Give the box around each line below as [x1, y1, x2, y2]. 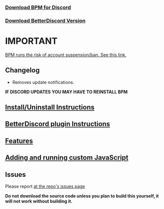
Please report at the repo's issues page [5, 183, 85, 189]
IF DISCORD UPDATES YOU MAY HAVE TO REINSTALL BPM [5, 88, 128, 95]
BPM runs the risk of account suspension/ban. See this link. [5, 51, 127, 58]
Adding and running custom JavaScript [5, 154, 128, 162]
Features [5, 136, 33, 145]
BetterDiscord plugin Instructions [5, 120, 110, 128]
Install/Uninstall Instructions [5, 103, 95, 111]
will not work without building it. [5, 198, 73, 204]
